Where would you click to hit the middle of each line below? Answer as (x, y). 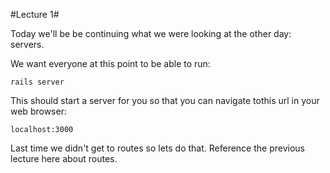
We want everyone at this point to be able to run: (110, 63)
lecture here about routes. (64, 158)
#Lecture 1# (35, 14)
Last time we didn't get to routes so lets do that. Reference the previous (157, 148)
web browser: (38, 111)
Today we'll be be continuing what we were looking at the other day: (151, 33)
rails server (37, 82)
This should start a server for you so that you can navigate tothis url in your (165, 100)
